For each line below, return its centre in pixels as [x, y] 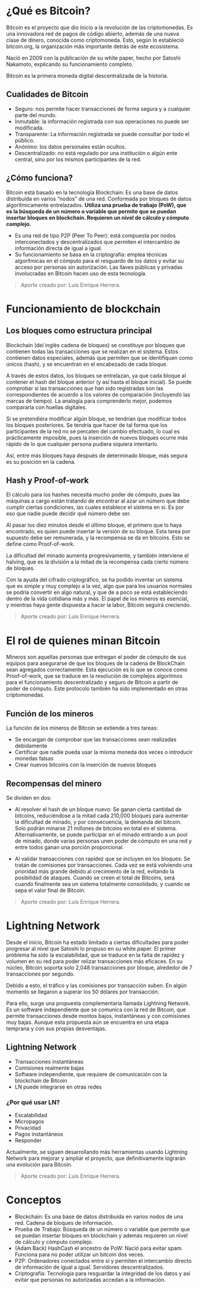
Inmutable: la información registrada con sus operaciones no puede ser [102, 121]
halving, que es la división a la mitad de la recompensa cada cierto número [97, 562]
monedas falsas [34, 759]
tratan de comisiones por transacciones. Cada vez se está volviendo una [103, 865]
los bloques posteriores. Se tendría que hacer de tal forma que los [87, 425]
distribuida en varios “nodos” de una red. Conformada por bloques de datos [99, 199]
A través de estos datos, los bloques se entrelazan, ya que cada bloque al [96, 375]
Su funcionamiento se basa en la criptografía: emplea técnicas [91, 254]
